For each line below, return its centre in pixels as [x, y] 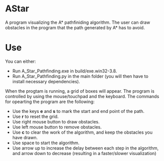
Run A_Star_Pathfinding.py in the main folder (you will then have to [80, 76]
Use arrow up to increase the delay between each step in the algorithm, [85, 148]
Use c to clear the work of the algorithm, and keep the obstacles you [82, 132]
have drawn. [25, 137]
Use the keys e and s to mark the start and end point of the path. [78, 111]
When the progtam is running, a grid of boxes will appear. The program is [80, 91]
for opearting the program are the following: [50, 102]
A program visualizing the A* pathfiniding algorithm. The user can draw [78, 22]
